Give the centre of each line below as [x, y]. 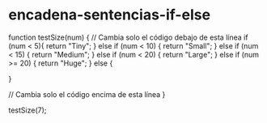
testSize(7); [28, 110]
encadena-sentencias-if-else [110, 15]
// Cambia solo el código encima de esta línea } [87, 94]
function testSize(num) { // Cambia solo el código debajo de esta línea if [128, 37]
